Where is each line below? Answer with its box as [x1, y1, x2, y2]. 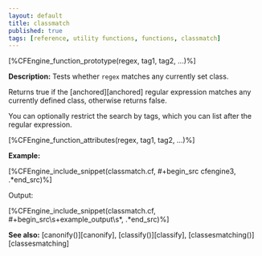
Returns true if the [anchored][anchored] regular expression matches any [8, 87, 252, 97]
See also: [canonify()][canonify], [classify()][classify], [8, 230, 187, 240]
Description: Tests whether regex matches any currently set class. [8, 71, 229, 81]
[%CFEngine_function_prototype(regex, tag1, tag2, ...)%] [8, 56, 197, 66]
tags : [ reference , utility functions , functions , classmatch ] [8, 34, 221, 43]
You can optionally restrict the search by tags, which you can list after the [8, 112, 252, 121]
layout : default [8, 11, 63, 20]
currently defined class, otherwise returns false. [8, 95, 167, 105]
